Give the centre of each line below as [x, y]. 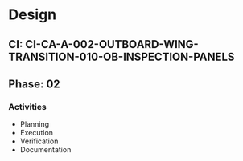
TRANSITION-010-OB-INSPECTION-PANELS [121, 56]
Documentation [45, 150]
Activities [27, 107]
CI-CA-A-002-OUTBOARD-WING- [112, 44]
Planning [35, 124]
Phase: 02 [34, 84]
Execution [37, 133]
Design [33, 15]
